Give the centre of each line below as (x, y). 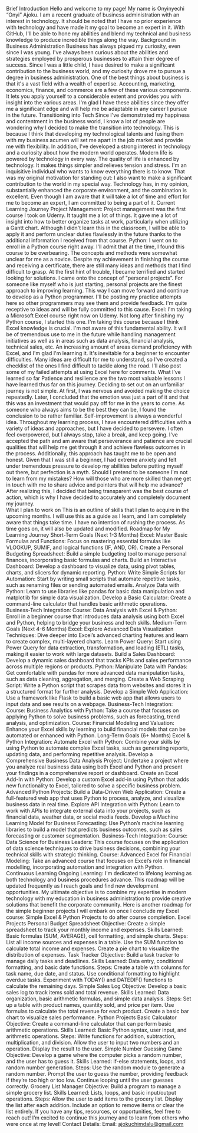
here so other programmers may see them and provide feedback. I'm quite (97, 303)
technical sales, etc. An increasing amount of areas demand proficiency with (99, 347)
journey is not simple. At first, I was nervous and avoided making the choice (98, 391)
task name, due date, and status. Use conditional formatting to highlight (93, 973)
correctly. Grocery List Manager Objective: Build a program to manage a (94, 1086)
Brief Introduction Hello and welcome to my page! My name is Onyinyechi (95, 9)
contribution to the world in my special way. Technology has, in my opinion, (98, 184)
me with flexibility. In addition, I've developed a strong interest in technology (98, 146)
